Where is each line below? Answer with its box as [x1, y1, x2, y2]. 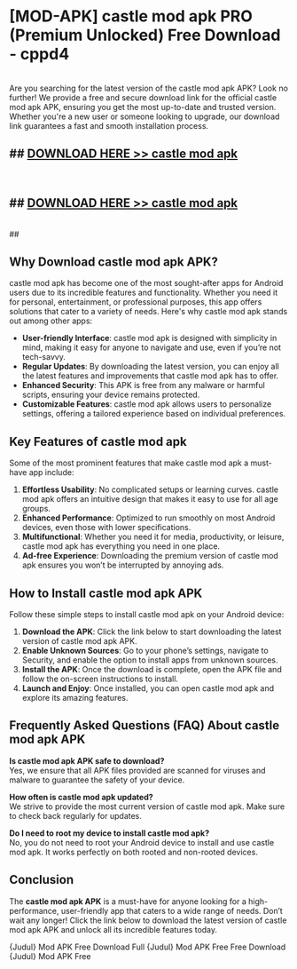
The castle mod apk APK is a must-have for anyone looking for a [9, 895, 246, 907]
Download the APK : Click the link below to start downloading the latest [21, 626, 282, 637]
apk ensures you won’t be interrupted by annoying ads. [21, 560, 224, 570]
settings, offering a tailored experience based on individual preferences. [21, 409, 286, 419]
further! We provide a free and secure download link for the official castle [9, 91, 277, 103]
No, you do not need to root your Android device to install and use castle [9, 837, 275, 847]
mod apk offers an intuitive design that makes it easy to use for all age [21, 494, 279, 504]
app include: [28, 467, 74, 478]
